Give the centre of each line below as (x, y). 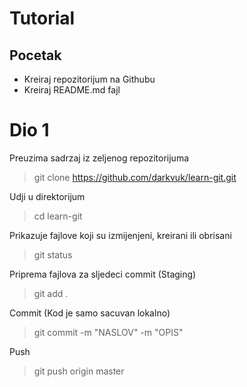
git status (53, 254)
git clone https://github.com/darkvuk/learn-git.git (135, 177)
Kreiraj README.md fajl (72, 90)
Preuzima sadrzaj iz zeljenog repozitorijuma (99, 158)
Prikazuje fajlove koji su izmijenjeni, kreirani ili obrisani (120, 235)
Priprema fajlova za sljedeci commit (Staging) (103, 274)
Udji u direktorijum (47, 196)
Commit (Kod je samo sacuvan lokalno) (90, 313)
